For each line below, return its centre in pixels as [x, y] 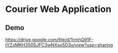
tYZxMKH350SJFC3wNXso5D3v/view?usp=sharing [59, 45]
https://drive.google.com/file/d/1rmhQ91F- [49, 39]
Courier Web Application [58, 9]
